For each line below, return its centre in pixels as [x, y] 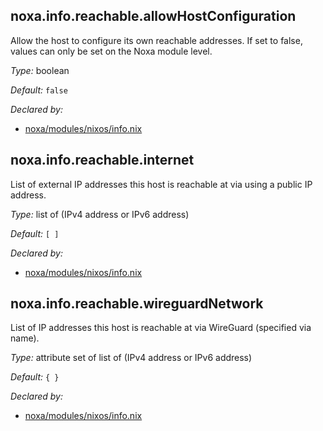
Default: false [39, 90]
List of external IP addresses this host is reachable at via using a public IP [161, 184]
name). [25, 338]
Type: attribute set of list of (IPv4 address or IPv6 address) [131, 358]
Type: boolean [40, 70]
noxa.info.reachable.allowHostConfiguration [153, 16]
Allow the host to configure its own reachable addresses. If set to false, [156, 40]
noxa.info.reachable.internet [102, 160]
